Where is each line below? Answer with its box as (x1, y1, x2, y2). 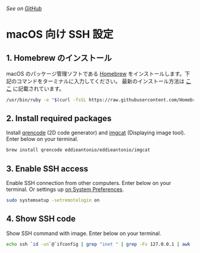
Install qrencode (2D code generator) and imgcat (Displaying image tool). (6, 129, 186, 137)
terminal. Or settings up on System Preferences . (6, 186, 124, 193)
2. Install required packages (6, 113, 112, 124)
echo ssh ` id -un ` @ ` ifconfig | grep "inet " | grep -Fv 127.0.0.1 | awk (6, 241, 190, 247)
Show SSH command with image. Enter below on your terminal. (6, 230, 162, 237)
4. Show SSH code (6, 214, 76, 224)
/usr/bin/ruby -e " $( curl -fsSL (6, 97, 86, 103)
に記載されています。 (12, 85, 65, 92)
